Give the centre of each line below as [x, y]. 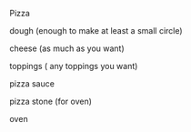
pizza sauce [32, 84]
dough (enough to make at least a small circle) [96, 30]
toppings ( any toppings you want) [74, 66]
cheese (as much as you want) [67, 48]
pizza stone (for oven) [51, 101]
